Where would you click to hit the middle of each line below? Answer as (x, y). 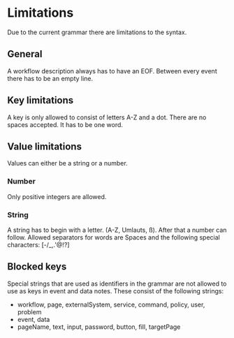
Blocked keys (37, 267)
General (25, 54)
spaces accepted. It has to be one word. (65, 124)
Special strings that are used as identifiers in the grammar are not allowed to (117, 284)
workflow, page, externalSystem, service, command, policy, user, (111, 304)
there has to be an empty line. (50, 78)
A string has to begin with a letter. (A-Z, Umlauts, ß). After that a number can (117, 230)
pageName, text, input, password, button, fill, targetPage (99, 327)
